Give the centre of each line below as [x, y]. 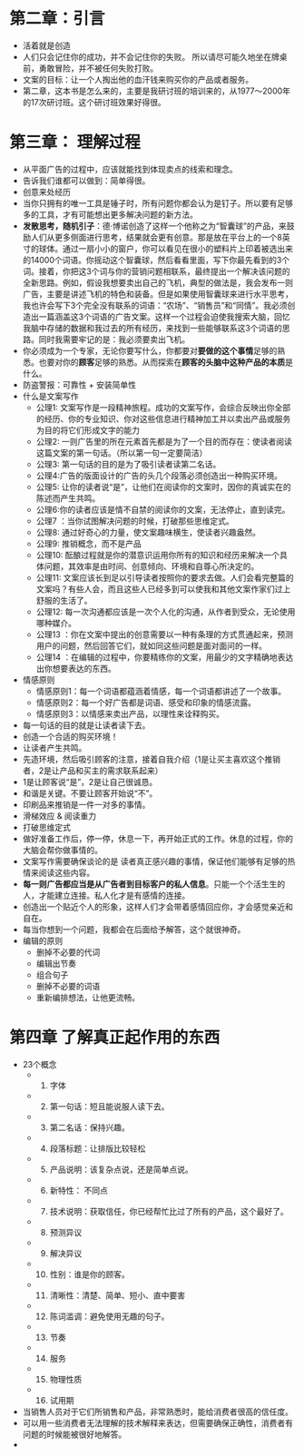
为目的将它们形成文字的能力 [88, 430]
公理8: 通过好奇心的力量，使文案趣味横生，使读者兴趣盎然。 [148, 532]
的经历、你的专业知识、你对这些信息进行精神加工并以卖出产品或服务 [163, 418]
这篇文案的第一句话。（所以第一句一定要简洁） [122, 453]
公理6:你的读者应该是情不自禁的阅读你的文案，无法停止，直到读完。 [163, 509]
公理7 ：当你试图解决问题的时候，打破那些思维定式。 [135, 521]
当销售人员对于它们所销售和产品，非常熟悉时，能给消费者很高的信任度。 [157, 1412]
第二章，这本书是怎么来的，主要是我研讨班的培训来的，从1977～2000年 [157, 91]
